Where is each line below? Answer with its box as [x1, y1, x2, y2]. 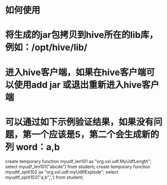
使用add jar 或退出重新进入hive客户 [14, 79, 160, 90]
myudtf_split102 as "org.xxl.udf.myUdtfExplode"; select [5, 168, 119, 175]
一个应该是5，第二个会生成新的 [31, 128, 160, 140]
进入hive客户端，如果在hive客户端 [5, 66, 146, 78]
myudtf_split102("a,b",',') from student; [5, 174, 84, 180]
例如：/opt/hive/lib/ [5, 42, 88, 53]
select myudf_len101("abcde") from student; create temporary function [5, 163, 151, 169]
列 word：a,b [5, 141, 60, 152]
